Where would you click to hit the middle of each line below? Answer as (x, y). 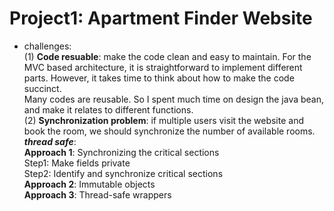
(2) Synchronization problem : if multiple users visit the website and (163, 120)
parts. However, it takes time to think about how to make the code (159, 78)
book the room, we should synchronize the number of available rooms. (169, 131)
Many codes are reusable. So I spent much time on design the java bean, (174, 99)
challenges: (47, 46)
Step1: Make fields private (77, 163)
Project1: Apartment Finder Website (161, 18)
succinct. (42, 88)
